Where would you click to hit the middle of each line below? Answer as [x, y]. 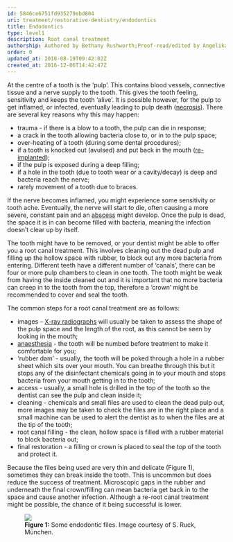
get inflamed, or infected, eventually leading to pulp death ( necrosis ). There [115, 107]
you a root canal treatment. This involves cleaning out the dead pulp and [111, 250]
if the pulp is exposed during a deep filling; [78, 164]
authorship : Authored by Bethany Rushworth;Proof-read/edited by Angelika [118, 46]
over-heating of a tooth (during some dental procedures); [99, 142]
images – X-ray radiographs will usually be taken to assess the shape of [120, 321]
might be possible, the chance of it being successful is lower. [95, 504]
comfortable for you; [46, 351]
